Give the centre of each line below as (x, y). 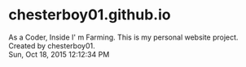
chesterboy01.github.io (90, 15)
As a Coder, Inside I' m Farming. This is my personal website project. (123, 37)
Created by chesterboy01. (52, 45)
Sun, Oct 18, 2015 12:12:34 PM (59, 54)
